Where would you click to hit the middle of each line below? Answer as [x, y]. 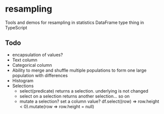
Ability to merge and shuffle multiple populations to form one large [79, 70]
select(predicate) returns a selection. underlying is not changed [84, 91]
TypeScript [16, 27]
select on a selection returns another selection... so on [75, 96]
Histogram [23, 80]
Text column [25, 60]
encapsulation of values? [37, 55]
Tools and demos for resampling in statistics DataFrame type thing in [75, 22]
